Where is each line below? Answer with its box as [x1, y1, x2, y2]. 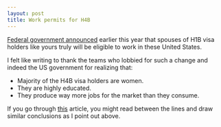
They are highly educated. [16, 84, 91, 92]
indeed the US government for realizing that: [7, 63, 133, 71]
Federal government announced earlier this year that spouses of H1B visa [7, 35, 215, 43]
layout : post [7, 10, 45, 17]
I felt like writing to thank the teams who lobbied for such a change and [7, 56, 208, 64]
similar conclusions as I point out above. [7, 111, 121, 120]
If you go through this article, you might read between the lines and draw [7, 104, 213, 113]
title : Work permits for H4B [7, 16, 91, 23]
